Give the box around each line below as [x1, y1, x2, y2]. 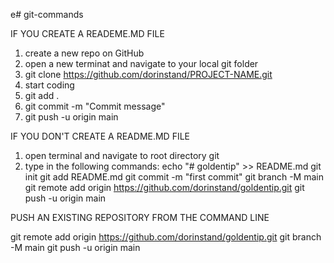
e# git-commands [10, 9, 84, 20]
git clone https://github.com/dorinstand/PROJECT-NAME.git [24, 69, 273, 80]
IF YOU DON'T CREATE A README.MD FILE [10, 130, 191, 142]
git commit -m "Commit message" [24, 100, 166, 112]
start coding [24, 79, 75, 91]
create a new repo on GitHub [24, 47, 145, 59]
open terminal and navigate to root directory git [24, 150, 220, 161]
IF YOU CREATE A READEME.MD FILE [10, 28, 165, 39]
